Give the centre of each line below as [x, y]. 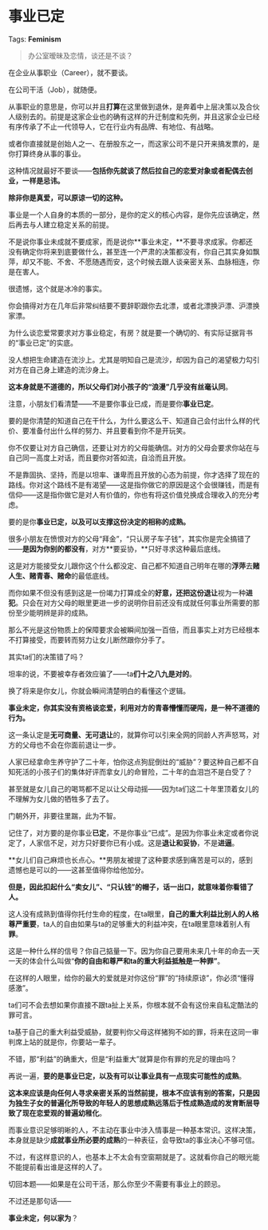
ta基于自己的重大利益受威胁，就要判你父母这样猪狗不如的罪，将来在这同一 [130, 1032]
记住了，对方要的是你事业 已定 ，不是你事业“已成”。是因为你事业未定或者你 [130, 832]
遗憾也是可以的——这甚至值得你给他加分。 [78, 870]
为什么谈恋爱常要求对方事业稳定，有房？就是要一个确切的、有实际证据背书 [130, 332]
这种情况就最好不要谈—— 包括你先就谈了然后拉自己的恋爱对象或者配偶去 [127, 170]
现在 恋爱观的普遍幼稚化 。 [64, 1112]
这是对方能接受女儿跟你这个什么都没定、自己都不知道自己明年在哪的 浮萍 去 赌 [134, 566]
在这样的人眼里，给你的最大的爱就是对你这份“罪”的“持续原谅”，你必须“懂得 [131, 978]
